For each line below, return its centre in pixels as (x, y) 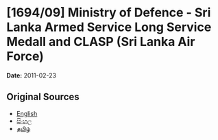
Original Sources (43, 97)
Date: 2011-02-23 (31, 75)
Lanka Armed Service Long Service (109, 27)
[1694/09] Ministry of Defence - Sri (109, 13)
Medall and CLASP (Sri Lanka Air (101, 42)
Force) (25, 57)
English (27, 113)
